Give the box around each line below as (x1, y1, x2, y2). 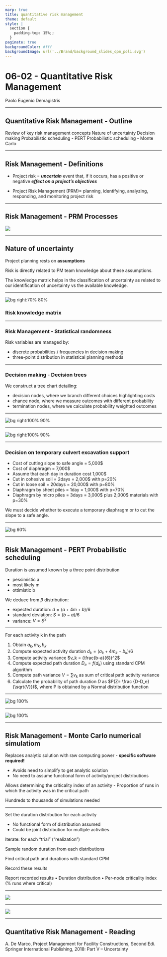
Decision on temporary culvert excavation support (5, 449, 130, 456)
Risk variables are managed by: (5, 339, 70, 345)
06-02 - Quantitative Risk (5, 70, 113, 82)
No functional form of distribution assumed (12, 821, 101, 827)
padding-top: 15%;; (14, 30, 55, 35)
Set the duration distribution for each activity (5, 812, 97, 818)
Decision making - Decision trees (5, 371, 87, 378)
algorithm (12, 667, 32, 673)
